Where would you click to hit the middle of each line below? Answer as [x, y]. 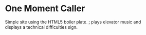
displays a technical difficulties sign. [41, 27]
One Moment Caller [45, 9]
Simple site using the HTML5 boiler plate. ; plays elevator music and [73, 22]
